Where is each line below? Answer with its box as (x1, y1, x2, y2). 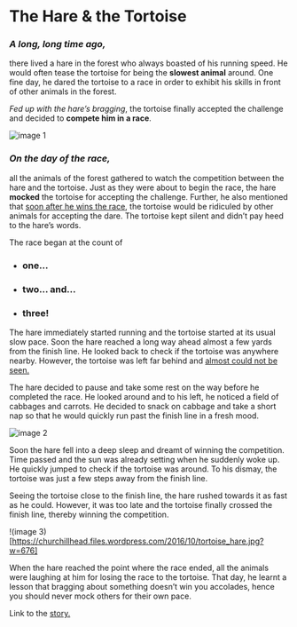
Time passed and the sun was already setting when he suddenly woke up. (9, 454, 280, 464)
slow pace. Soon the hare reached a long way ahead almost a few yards (9, 336, 272, 347)
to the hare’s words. (9, 219, 82, 230)
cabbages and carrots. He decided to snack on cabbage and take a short (9, 401, 277, 411)
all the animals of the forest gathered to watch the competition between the (9, 172, 285, 183)
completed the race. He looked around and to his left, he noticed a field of (9, 391, 279, 401)
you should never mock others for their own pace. (9, 591, 192, 601)
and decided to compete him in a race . (9, 113, 152, 123)
